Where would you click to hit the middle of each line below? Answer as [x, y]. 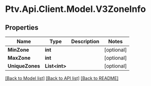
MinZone [19, 50]
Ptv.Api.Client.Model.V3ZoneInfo [75, 9]
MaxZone [19, 58]
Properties [22, 28]
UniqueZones [24, 66]
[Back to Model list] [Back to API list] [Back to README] [62, 78]
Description [85, 42]
